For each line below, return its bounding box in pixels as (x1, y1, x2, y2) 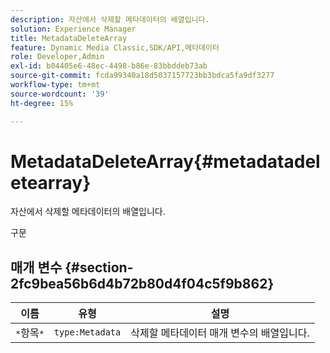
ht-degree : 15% (10, 98, 74, 108)
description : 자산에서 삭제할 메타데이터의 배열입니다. (10, 14, 210, 25)
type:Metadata (53, 327, 122, 338)
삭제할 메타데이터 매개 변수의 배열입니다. (130, 326, 310, 340)
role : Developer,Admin (10, 52, 105, 62)
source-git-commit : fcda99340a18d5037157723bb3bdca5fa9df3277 (10, 71, 275, 81)
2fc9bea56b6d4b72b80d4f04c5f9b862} (10, 275, 275, 292)
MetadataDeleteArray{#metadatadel (10, 150, 321, 173)
